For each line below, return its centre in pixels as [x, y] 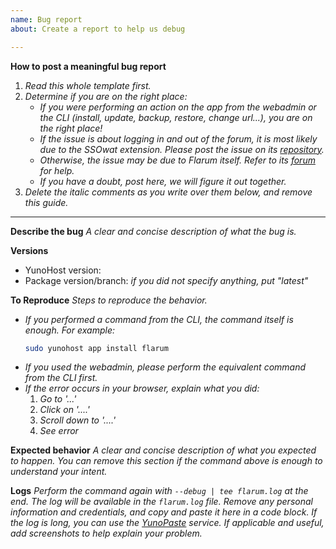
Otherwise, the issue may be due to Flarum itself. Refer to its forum [177, 160]
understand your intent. [59, 472]
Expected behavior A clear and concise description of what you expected [163, 450]
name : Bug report [46, 19]
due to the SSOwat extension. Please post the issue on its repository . [182, 149]
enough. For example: [69, 330]
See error [59, 431]
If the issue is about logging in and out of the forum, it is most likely [178, 138]
